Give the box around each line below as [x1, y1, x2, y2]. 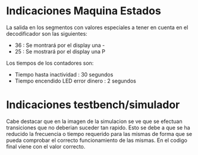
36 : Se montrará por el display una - [14, 42, 105, 49]
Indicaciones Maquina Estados [6, 4, 162, 18]
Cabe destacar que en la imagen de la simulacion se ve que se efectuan [6, 118, 183, 125]
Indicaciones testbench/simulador [6, 98, 180, 112]
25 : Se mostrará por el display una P [14, 48, 106, 55]
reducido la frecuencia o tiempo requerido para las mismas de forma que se [6, 130, 192, 137]
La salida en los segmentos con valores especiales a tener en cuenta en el [6, 24, 188, 31]
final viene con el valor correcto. [6, 143, 86, 150]
